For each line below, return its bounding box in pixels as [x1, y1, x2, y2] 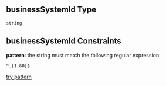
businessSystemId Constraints [6, 36, 121, 46]
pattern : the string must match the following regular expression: [6, 51, 161, 59]
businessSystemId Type [6, 5, 97, 15]
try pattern [6, 73, 32, 80]
